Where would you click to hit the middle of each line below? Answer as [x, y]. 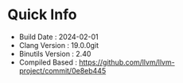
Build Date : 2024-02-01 [58, 37]
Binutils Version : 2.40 [55, 53]
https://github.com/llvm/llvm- [127, 62]
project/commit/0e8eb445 [62, 70]
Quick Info [42, 15]
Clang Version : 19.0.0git [59, 45]
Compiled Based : [48, 62]
